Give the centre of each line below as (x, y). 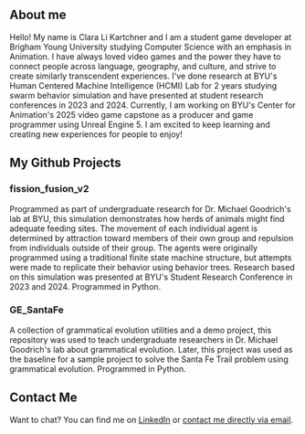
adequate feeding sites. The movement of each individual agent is (134, 228)
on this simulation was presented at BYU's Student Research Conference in (151, 277)
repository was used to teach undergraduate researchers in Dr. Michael (144, 339)
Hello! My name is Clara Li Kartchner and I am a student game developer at (151, 37)
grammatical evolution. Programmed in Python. (98, 368)
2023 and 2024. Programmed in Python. (85, 286)
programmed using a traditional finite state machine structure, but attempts (151, 257)
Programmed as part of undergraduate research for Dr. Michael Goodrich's (150, 208)
